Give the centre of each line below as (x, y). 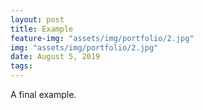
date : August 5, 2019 (55, 57)
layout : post (37, 19)
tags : (21, 66)
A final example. (43, 94)
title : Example (42, 29)
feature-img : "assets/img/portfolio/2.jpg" (102, 38)
